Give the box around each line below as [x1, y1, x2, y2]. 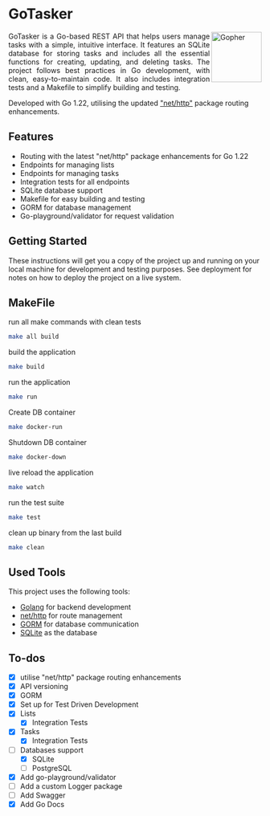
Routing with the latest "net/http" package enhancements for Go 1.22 [19, 151, 249, 161]
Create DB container [8, 407, 76, 417]
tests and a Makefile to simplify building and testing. [8, 82, 181, 92]
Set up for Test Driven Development [19, 700, 139, 709]
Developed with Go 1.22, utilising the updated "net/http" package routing [8, 98, 249, 108]
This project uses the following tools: [8, 587, 130, 597]
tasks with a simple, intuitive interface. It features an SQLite [8, 39, 211, 49]
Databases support [19, 745, 84, 755]
